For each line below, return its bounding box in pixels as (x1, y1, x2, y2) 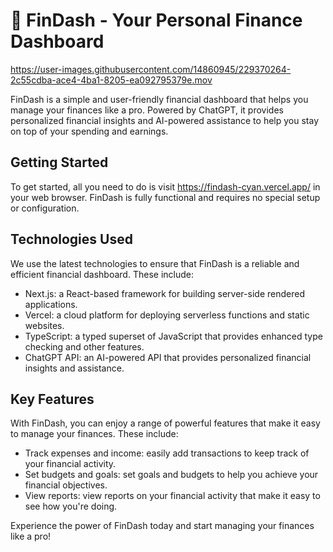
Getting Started (10, 154, 109, 171)
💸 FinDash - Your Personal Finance (10, 9, 303, 32)
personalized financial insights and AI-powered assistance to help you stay (10, 114, 320, 126)
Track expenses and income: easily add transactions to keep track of (24, 447, 310, 459)
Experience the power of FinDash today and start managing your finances (10, 520, 315, 532)
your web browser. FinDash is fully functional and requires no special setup (10, 191, 321, 203)
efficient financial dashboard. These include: (10, 268, 194, 280)
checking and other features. (24, 340, 145, 353)
